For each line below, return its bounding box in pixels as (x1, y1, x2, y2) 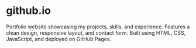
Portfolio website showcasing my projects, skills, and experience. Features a (6, 23, 190, 30)
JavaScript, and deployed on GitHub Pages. (6, 35, 112, 42)
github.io (6, 4, 51, 17)
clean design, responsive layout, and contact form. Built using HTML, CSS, (6, 29, 186, 36)
